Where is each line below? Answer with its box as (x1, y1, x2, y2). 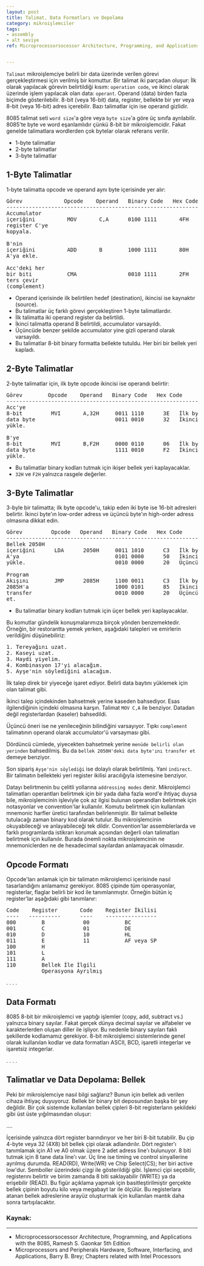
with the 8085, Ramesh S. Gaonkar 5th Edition (15, 1240, 131, 1247)
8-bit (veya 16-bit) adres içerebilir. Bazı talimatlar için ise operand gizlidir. (6, 102, 189, 110)
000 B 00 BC (6, 919, 132, 926)
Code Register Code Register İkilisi (6, 907, 157, 914)
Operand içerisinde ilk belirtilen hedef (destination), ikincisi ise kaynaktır (15, 294, 195, 301)
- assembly (6, 32, 34, 38)
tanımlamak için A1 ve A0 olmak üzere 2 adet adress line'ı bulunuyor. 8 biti (6, 1147, 191, 1154)
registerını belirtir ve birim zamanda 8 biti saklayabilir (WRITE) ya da (6, 1172, 176, 1180)
